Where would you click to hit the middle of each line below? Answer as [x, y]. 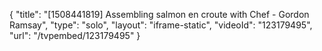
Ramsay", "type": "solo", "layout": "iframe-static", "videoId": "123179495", [161, 25]
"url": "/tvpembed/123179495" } [75, 35]
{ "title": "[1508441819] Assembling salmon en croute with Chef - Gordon [159, 14]
